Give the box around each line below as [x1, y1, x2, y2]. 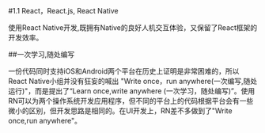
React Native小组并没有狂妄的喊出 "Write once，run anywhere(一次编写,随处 [8, 77, 258, 85]
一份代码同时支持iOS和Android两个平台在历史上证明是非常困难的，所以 [8, 66, 240, 76]
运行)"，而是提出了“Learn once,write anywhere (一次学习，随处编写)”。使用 [8, 86, 256, 96]
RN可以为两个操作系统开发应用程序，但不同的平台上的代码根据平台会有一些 [8, 97, 254, 105]
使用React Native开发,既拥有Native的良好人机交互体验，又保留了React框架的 [8, 23, 258, 32]
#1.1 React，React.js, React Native [8, 6, 119, 15]
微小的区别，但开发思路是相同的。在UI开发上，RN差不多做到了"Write [8, 106, 233, 116]
